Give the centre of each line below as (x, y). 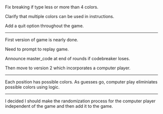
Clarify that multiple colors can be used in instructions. (60, 16)
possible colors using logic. (32, 87)
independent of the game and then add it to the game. (59, 106)
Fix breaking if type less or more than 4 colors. (52, 7)
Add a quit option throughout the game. (44, 26)
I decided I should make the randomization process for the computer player (80, 101)
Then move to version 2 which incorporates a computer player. (68, 68)
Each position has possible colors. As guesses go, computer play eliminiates (81, 82)
